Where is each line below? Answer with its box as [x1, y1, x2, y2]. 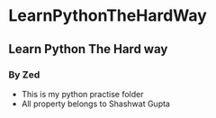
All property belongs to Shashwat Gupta [21, 98, 170, 109]
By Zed [8, 68, 40, 81]
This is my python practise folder [21, 88, 144, 99]
